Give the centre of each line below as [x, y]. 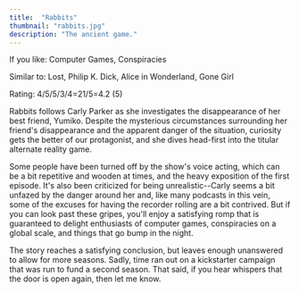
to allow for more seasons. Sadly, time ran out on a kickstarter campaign [142, 260]
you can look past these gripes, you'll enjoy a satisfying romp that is [134, 214]
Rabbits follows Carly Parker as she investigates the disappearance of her [145, 112]
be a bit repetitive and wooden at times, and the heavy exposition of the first [149, 176]
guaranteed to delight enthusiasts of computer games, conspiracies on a [143, 223]
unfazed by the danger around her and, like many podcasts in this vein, [140, 195]
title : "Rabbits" [43, 17]
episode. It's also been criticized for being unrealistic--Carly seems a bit [142, 186]
